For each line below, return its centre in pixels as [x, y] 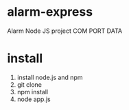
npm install [33, 92]
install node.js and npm [50, 77]
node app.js [34, 99]
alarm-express [50, 12]
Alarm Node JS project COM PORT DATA [64, 31]
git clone [30, 84]
